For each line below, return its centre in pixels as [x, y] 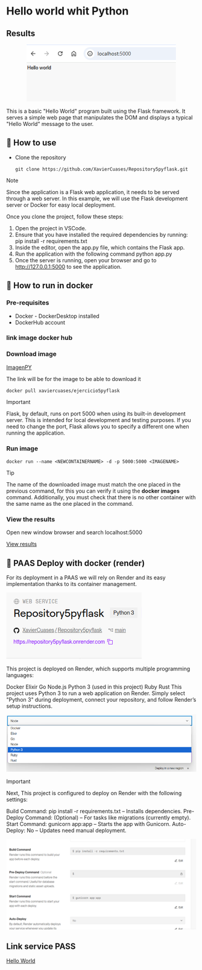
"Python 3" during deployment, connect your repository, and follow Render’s [101, 700]
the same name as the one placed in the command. [70, 504]
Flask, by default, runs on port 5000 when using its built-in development [96, 414]
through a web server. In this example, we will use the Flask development [97, 198]
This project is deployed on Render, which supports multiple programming [98, 669]
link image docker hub [39, 338]
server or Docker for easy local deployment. [61, 205]
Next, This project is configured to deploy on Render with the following [94, 793]
